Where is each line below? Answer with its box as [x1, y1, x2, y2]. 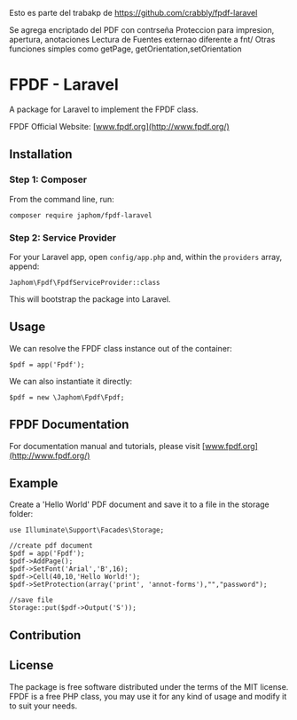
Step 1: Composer [9, 173, 87, 186]
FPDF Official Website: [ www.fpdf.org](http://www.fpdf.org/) [9, 121, 231, 131]
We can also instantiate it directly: [9, 376, 133, 386]
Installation [9, 146, 73, 162]
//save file [9, 596, 53, 605]
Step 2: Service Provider [9, 231, 117, 243]
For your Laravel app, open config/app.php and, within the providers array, [9, 251, 282, 262]
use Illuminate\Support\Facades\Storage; [9, 526, 165, 535]
